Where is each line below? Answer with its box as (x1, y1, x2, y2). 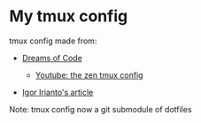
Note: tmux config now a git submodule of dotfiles (9, 104, 192, 114)
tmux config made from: (9, 35, 97, 46)
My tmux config (9, 6, 128, 27)
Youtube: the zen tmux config (35, 69, 143, 81)
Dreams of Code (21, 52, 82, 63)
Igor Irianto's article (21, 87, 94, 97)
